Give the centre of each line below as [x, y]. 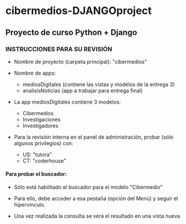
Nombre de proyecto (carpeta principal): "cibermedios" [80, 61]
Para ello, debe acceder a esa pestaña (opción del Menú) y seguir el [96, 199]
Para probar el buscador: [36, 174]
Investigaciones [41, 119]
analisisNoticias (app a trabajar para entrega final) [83, 90]
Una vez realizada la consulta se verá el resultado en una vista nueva [97, 216]
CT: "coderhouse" [44, 161]
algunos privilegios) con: [43, 143]
